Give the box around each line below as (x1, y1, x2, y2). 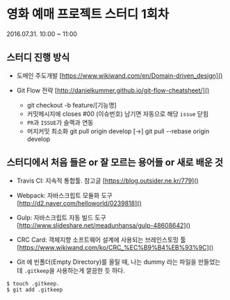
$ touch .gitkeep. (6, 280, 60, 287)
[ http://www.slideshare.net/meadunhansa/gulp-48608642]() (16, 221, 191, 229)
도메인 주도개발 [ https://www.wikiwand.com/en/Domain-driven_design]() (16, 71, 223, 80)
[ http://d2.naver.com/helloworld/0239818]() (16, 199, 142, 207)
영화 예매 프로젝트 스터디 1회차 (6, 6, 170, 22)
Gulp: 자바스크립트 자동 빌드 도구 (16, 213, 106, 222)
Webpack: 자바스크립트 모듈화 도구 (16, 191, 113, 199)
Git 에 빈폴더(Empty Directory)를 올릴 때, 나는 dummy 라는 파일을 (16, 258, 197, 266)
